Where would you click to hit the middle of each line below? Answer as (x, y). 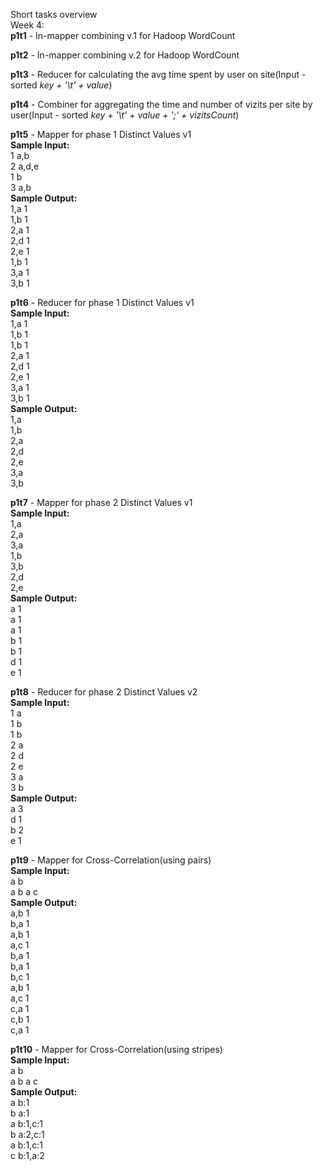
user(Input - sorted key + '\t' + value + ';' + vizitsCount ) (125, 115)
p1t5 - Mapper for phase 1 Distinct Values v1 (101, 134)
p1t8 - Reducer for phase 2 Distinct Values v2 (104, 692)
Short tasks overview (54, 14)
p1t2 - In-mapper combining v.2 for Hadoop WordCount (125, 55)
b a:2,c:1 (27, 1134)
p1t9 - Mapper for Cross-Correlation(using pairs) (111, 860)
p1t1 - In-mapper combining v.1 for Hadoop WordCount (123, 35)
